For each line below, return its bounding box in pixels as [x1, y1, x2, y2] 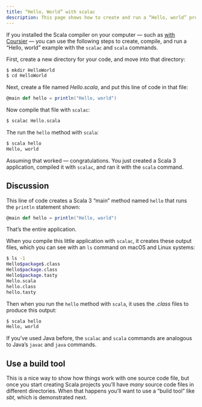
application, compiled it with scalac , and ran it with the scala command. [6, 163, 184, 171]
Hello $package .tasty [6, 273, 58, 279]
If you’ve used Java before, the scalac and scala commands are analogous [6, 335, 192, 342]
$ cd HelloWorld [6, 73, 47, 79]
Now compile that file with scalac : [6, 106, 90, 113]
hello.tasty [6, 289, 36, 295]
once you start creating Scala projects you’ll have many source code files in [6, 381, 194, 388]
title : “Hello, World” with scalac [6, 8, 96, 15]
